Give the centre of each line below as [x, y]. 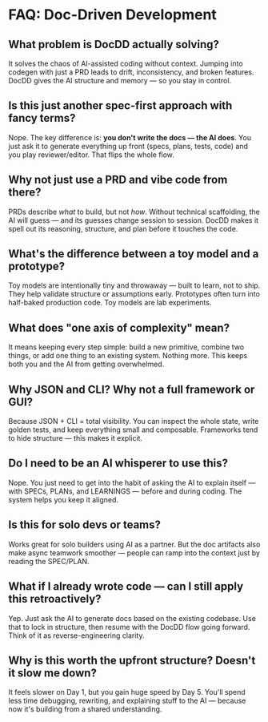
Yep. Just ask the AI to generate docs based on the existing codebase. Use [132, 618]
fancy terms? [42, 118]
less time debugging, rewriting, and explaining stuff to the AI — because [127, 701]
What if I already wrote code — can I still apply [126, 587]
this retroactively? [55, 599]
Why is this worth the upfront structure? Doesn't [132, 660]
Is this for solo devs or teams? [85, 525]
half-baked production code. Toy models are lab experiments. [110, 303]
